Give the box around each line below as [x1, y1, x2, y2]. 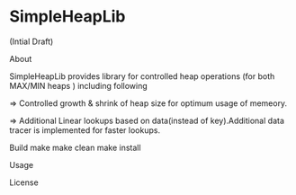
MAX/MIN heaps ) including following [9, 80, 148, 91]
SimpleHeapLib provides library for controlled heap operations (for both [9, 70, 275, 82]
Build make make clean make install [9, 142, 141, 153]
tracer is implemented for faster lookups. [9, 124, 160, 136]
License [9, 177, 39, 188]
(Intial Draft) [9, 36, 54, 47]
